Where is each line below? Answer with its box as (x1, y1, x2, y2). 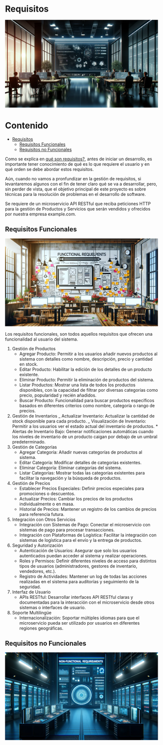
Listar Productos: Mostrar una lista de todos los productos (19, 382, 136, 388)
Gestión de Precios (12, 480, 50, 486)
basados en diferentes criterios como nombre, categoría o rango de (19, 402, 155, 408)
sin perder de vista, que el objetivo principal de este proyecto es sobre (5, 186, 147, 192)
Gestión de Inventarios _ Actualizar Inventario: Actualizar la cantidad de (12, 413, 155, 419)
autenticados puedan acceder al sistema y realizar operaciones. (19, 553, 148, 558)
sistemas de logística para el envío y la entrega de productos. (19, 537, 142, 543)
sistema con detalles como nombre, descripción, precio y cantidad (19, 356, 153, 362)
